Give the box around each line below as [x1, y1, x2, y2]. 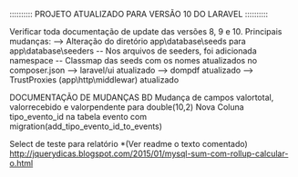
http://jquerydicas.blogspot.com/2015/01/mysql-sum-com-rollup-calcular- [9, 148, 289, 159]
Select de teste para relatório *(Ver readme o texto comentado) [9, 139, 248, 149]
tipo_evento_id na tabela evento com [9, 112, 148, 122]
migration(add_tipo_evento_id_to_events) [9, 121, 162, 132]
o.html [9, 158, 34, 168]
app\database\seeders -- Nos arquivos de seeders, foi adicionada [9, 45, 257, 56]
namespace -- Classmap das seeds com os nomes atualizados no [9, 55, 258, 65]
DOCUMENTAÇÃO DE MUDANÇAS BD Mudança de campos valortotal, [9, 92, 274, 103]
